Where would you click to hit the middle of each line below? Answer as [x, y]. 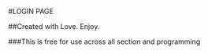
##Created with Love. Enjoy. [54, 26]
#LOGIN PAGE [31, 11]
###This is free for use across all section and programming [104, 41]
